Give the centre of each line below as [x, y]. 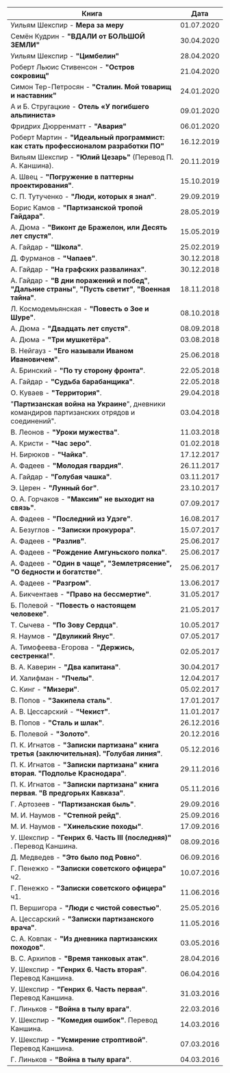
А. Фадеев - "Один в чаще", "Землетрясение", [91, 563]
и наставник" [34, 95]
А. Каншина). [32, 166]
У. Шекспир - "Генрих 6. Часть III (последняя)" [91, 837]
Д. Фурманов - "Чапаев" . [54, 258]
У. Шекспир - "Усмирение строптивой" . [79, 1040]
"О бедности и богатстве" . [56, 572]
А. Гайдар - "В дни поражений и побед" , [80, 280]
